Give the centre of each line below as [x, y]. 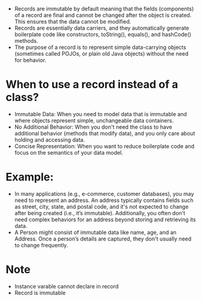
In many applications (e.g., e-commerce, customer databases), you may [104, 193]
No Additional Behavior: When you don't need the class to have [93, 127]
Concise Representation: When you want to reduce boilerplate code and [104, 146]
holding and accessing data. [50, 140]
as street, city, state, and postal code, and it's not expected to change [101, 206]
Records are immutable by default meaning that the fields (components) [104, 9]
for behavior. [30, 60]
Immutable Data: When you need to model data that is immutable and [100, 114]
